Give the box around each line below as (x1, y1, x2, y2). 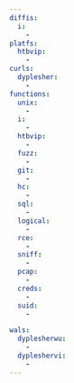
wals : (9, 326, 30, 335)
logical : (17, 216, 51, 226)
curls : (9, 65, 34, 74)
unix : (17, 97, 39, 107)
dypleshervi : (17, 351, 67, 360)
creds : (17, 284, 42, 293)
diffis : (9, 13, 39, 23)
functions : (9, 89, 51, 98)
